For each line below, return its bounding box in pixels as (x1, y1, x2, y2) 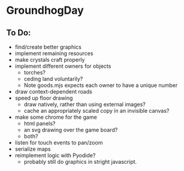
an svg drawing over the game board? (23, 127, 118, 133)
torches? (23, 69, 46, 76)
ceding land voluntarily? (23, 76, 83, 82)
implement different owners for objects (14, 62, 111, 70)
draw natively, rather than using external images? (23, 101, 146, 108)
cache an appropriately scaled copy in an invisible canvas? (23, 107, 170, 114)
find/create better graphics (14, 43, 82, 50)
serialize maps (14, 145, 51, 152)
